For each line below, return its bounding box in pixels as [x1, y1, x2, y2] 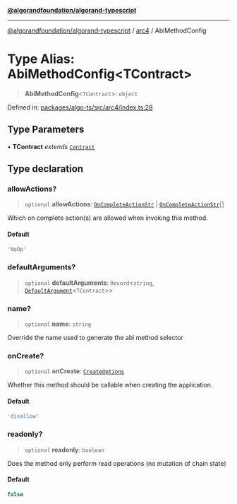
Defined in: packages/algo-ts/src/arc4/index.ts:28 [7, 102, 153, 112]
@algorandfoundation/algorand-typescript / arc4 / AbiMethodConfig [7, 26, 207, 35]
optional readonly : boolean [24, 445, 104, 454]
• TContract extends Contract [7, 142, 95, 151]
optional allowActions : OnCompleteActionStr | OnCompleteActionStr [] [24, 200, 224, 209]
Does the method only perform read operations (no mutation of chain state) [7, 459, 227, 467]
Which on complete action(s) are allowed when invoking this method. [7, 213, 208, 222]
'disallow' [7, 413, 39, 420]
